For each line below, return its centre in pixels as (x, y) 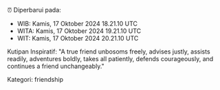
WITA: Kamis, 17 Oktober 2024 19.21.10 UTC (79, 31)
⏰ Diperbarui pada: (34, 10)
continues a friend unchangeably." (56, 66)
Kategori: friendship (35, 79)
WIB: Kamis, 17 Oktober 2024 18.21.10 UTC (77, 24)
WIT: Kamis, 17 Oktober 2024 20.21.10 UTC (78, 38)
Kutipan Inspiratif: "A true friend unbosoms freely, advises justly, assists (109, 52)
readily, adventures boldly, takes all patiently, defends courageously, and (110, 59)
